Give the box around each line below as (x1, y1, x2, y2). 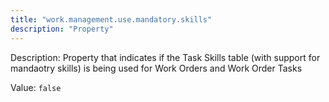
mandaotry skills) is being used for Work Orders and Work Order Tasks (10, 62, 303, 74)
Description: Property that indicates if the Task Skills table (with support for (10, 51, 321, 63)
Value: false (10, 81, 62, 93)
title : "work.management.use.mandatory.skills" (10, 14, 213, 25)
